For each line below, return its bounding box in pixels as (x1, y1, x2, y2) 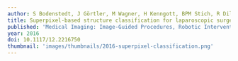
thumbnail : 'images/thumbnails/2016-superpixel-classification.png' (7, 43, 214, 50)
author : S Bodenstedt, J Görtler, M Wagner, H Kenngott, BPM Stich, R (7, 10, 220, 18)
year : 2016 (7, 29, 40, 37)
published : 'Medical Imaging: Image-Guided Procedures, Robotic (7, 23, 201, 30)
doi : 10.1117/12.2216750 (7, 36, 81, 43)
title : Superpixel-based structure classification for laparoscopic (7, 17, 214, 24)
